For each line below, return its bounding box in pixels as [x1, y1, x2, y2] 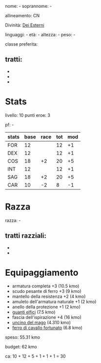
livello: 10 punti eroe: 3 [5, 112, 50, 118]
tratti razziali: [5, 232, 46, 240]
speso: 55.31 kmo [5, 335, 40, 340]
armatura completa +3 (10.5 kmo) [12, 283, 80, 289]
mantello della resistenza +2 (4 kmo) [12, 293, 86, 300]
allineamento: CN [5, 13, 40, 18]
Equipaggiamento [5, 267, 79, 278]
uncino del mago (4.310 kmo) [12, 320, 71, 326]
